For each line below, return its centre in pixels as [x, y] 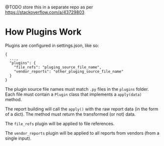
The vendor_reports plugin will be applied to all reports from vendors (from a [82, 133]
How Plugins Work [43, 32]
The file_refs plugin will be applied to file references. [60, 124]
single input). [18, 138]
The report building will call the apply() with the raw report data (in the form [82, 109]
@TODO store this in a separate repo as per [49, 7]
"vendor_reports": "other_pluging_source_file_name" [69, 71]
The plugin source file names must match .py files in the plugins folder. [77, 89]
